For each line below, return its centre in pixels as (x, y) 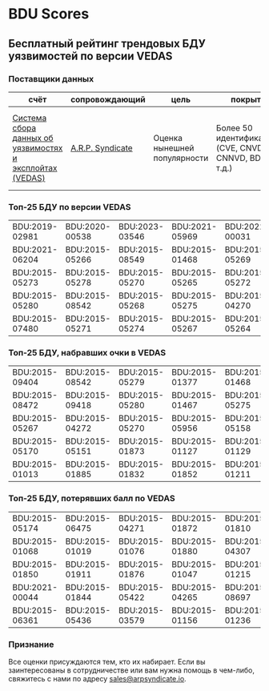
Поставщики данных (51, 78)
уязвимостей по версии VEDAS (90, 56)
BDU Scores (49, 14)
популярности (181, 158)
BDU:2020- (88, 227)
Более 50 (235, 127)
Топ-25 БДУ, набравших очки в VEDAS (87, 353)
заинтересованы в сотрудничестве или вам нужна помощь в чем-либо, (131, 670)
